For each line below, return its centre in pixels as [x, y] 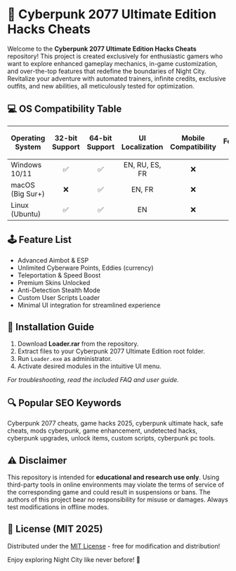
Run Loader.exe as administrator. [65, 359]
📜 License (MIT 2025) [55, 529]
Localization [143, 147]
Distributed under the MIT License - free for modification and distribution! [114, 546]
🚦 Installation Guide [51, 327]
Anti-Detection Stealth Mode [59, 290]
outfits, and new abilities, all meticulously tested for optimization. [101, 86]
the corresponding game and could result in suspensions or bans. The [109, 492]
